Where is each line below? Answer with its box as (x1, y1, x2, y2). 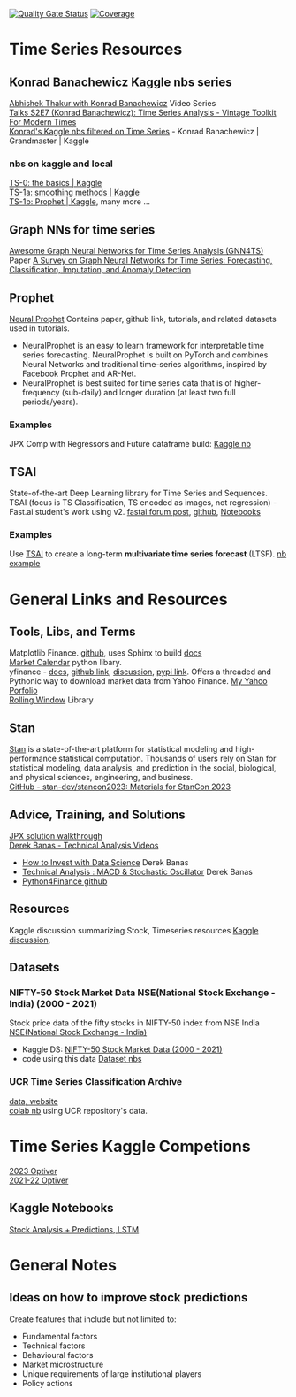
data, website (9, 1095, 59, 1106)
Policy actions (21, 1378, 73, 1388)
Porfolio (9, 686, 38, 696)
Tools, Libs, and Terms (9, 624, 136, 639)
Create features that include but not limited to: (9, 1314, 177, 1324)
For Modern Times (9, 117, 77, 127)
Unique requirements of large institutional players (21, 1368, 202, 1379)
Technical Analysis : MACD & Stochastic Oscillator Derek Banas (21, 866, 254, 877)
